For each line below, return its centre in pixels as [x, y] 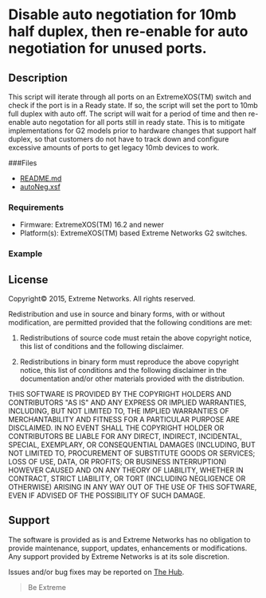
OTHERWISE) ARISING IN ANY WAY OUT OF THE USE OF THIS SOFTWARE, [133, 487]
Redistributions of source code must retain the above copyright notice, [136, 338]
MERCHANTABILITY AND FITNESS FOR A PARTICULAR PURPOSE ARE [124, 420]
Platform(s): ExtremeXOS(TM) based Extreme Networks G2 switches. [133, 233]
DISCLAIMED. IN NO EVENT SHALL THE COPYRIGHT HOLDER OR [116, 428]
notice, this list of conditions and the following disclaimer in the [123, 371]
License [28, 280]
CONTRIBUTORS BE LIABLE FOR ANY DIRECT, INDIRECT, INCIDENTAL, [125, 437]
